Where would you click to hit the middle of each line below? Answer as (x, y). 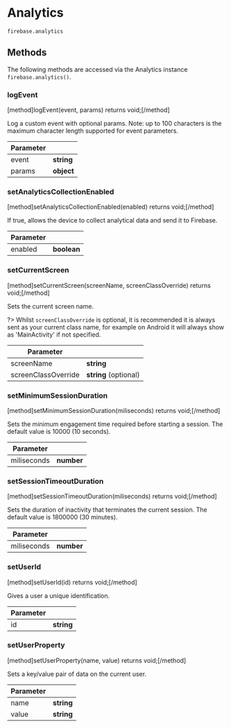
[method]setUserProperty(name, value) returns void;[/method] (97, 660)
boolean (66, 250)
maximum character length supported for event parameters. (93, 131)
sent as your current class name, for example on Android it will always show (116, 327)
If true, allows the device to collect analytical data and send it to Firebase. (112, 220)
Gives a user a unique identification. (59, 595)
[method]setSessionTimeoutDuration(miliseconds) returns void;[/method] (112, 496)
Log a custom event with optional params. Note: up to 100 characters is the (114, 124)
